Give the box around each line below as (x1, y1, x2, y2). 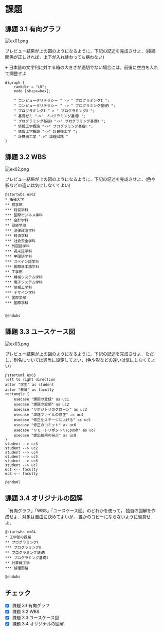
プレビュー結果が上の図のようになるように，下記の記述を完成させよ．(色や (5, 176, 156, 182)
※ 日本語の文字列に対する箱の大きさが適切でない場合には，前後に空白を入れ (5, 65, 158, 70)
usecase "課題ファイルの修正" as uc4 (14, 412, 84, 417)
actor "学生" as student (5, 382, 54, 387)
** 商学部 (5, 202, 23, 207)
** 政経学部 (5, 223, 27, 228)
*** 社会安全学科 (5, 238, 36, 243)
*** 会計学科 (5, 218, 29, 223)
